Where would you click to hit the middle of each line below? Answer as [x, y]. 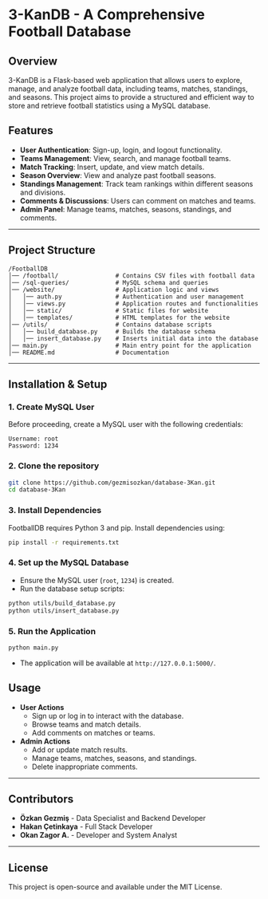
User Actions [42, 707]
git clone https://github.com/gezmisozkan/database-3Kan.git [112, 483]
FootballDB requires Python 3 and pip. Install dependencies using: [117, 527]
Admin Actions [45, 741]
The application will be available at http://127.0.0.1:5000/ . [118, 663]
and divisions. [43, 192]
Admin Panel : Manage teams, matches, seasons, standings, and [126, 209]
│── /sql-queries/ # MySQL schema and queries [108, 282]
